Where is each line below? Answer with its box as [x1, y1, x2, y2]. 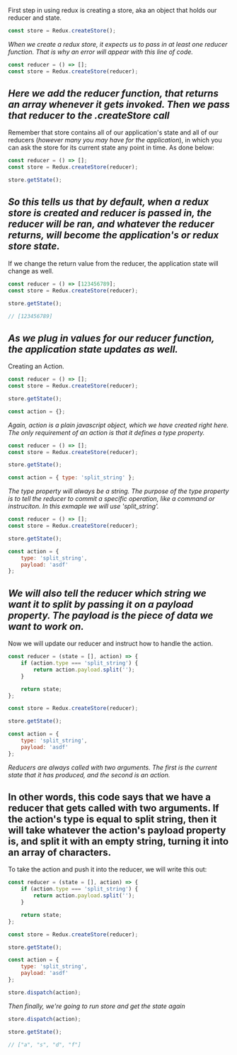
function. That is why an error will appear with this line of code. [8, 47, 194, 56]
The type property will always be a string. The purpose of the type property [8, 487, 229, 495]
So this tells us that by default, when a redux [8, 196, 209, 208]
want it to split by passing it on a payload [8, 598, 194, 610]
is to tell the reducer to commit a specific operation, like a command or [8, 495, 215, 503]
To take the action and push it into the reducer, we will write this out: [8, 865, 207, 874]
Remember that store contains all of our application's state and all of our [8, 128, 219, 137]
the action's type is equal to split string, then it [8, 813, 217, 825]
